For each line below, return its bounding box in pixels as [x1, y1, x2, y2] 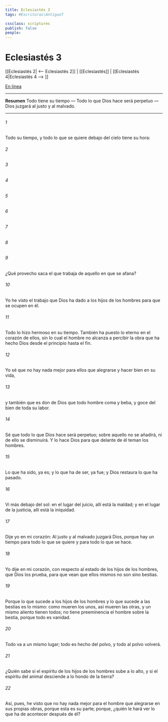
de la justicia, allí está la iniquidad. [5, 507, 75, 513]
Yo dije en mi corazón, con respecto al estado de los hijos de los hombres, [5, 566, 158, 572]
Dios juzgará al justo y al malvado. [5, 103, 76, 109]
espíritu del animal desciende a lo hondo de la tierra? [5, 673, 114, 679]
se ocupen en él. [5, 302, 40, 308]
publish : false [5, 26, 37, 31]
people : [5, 31, 21, 36]
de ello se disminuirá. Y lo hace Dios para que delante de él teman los [5, 437, 148, 443]
